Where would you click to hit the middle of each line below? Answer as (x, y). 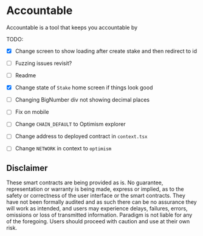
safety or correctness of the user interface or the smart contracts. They (96, 196)
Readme (26, 75)
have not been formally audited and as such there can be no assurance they (101, 202)
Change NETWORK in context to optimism (63, 148)
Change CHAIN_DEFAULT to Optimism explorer (70, 124)
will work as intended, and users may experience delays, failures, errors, (97, 209)
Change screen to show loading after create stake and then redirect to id (106, 51)
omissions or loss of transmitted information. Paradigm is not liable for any (99, 215)
